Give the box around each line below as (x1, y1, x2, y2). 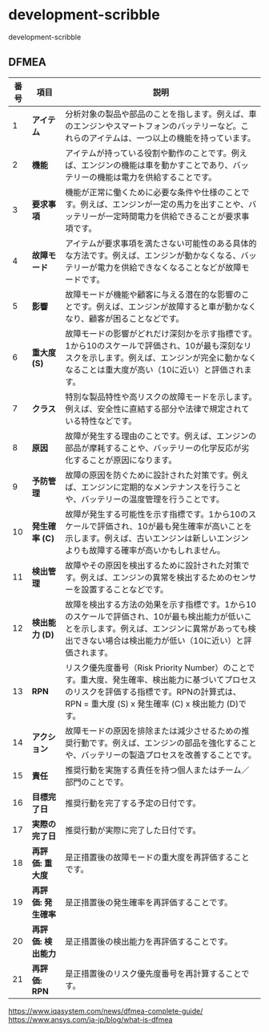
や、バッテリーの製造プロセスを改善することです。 (65, 749, 257, 760)
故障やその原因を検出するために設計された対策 (65, 559, 242, 571)
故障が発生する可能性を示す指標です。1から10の (65, 508, 249, 519)
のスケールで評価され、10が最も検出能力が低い (65, 611, 244, 622)
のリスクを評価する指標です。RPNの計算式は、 (65, 686, 242, 697)
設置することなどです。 (81, 583, 169, 595)
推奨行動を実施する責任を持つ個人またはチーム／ (65, 764, 250, 775)
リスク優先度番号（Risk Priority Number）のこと (65, 662, 247, 673)
